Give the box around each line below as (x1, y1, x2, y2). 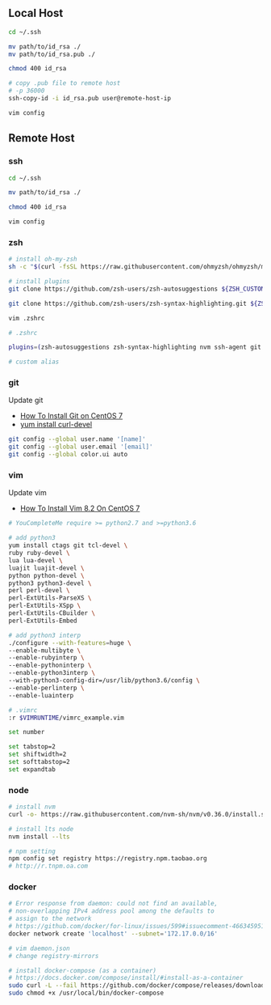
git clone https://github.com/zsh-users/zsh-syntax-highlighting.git (8, 299, 248, 307)
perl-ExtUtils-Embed (8, 617, 78, 625)
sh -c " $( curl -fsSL (8, 263, 78, 271)
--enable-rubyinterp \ (8, 654, 85, 662)
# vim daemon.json (8, 944, 70, 952)
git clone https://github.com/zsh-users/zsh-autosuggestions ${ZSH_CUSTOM (8, 285, 265, 293)
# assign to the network (8, 914, 92, 923)
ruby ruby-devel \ (8, 549, 70, 558)
